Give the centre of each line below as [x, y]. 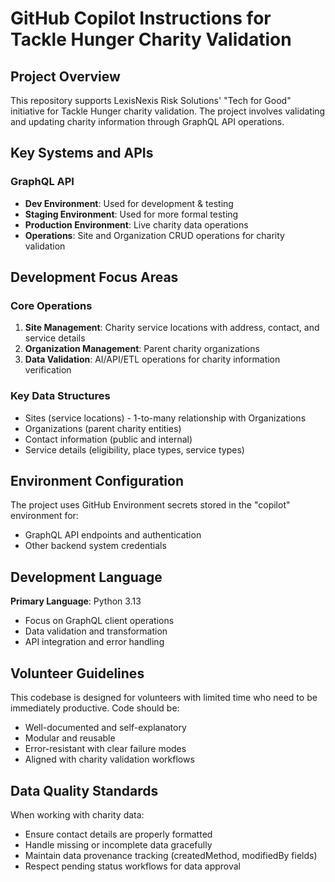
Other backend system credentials [95, 546]
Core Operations [51, 305]
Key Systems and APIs [82, 153]
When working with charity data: [77, 814]
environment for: [44, 516]
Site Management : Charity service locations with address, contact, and [172, 328]
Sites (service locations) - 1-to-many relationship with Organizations [165, 418]
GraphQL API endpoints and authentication [113, 535]
